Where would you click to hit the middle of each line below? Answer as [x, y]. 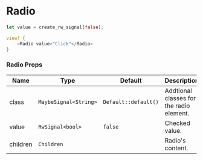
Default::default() [131, 102]
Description [182, 80]
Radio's [175, 140]
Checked [177, 123]
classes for [180, 98]
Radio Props [24, 65]
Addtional [178, 91]
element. [177, 113]
